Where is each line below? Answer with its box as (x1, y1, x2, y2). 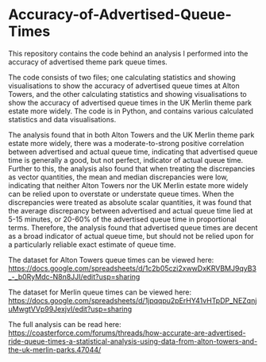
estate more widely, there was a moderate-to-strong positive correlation (8, 138, 245, 148)
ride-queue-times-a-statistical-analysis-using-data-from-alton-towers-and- (8, 336, 258, 346)
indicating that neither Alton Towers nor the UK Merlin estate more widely (8, 180, 249, 190)
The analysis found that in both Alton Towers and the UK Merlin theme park (8, 129, 255, 140)
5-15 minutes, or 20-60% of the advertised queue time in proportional (8, 214, 237, 224)
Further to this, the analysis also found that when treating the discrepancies (8, 164, 256, 173)
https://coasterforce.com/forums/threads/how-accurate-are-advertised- (8, 328, 246, 337)
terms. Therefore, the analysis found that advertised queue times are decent (8, 222, 258, 232)
